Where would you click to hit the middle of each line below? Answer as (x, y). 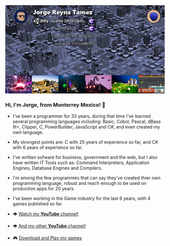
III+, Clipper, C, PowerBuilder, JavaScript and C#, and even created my (86, 127)
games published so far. (38, 203)
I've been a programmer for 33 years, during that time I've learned (81, 116)
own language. (28, 132)
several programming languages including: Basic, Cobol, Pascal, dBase (87, 121)
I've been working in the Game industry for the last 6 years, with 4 (81, 198)
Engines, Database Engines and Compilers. (57, 168)
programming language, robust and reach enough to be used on (79, 183)
